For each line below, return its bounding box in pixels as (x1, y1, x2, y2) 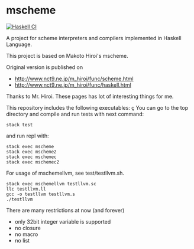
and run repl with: (6, 132, 49, 139)
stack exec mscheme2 (6, 149, 57, 155)
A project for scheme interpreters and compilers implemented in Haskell (6, 34, 182, 41)
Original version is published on (6, 63, 83, 71)
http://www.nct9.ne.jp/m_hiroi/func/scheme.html (14, 75, 134, 82)
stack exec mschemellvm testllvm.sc (6, 181, 96, 186)
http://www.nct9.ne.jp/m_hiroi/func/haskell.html (14, 81, 131, 89)
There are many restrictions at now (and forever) (6, 207, 125, 214)
